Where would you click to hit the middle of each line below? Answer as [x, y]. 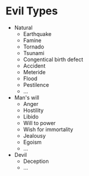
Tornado [33, 47]
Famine [32, 40]
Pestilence [36, 84]
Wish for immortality [48, 129]
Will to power [39, 123]
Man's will [27, 98]
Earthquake [37, 34]
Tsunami [34, 53]
